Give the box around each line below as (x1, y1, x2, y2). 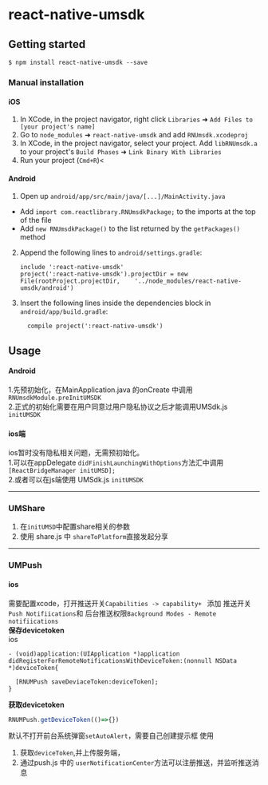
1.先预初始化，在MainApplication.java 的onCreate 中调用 (8, 385, 193, 394)
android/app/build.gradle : (19, 307, 108, 316)
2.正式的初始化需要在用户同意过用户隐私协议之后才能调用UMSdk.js (8, 402, 228, 411)
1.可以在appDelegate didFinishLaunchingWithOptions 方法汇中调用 (8, 458, 224, 468)
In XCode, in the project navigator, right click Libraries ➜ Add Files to (19, 114, 254, 125)
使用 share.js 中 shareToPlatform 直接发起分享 (19, 532, 169, 541)
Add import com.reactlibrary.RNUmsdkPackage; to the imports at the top (19, 207, 257, 216)
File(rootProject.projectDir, (19, 277, 121, 285)
